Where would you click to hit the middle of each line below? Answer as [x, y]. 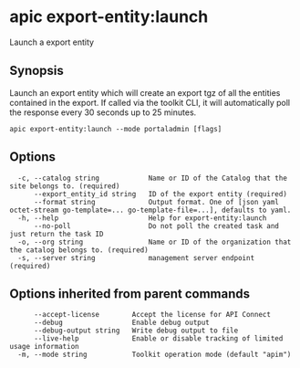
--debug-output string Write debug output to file [136, 331]
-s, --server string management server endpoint [136, 258]
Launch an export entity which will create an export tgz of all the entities [145, 92]
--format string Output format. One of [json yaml [156, 202]
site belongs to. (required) [65, 186]
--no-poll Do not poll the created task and [156, 226]
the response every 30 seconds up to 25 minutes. [103, 112]
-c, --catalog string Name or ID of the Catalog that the [152, 178]
